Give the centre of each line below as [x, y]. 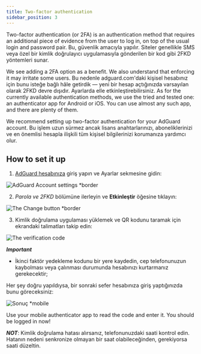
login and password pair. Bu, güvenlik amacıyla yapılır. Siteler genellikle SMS [100, 47]
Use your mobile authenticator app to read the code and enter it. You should [100, 315]
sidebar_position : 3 [32, 17]
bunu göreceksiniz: [30, 292]
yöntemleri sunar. [28, 60]
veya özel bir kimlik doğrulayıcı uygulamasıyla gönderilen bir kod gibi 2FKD [99, 53]
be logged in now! [28, 322]
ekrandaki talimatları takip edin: [53, 226]
